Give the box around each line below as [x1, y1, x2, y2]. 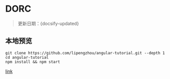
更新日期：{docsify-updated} [17, 20, 79, 26]
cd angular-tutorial [5, 55, 49, 60]
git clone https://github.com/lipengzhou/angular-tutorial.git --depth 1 [5, 50, 165, 56]
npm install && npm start [5, 59, 60, 64]
